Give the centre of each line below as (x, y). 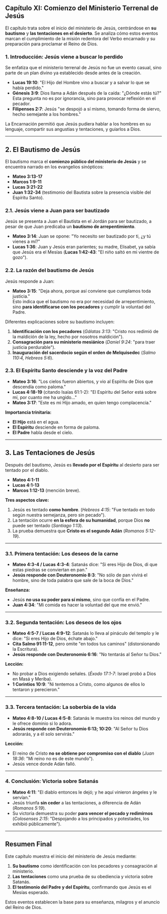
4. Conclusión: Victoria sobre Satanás (52, 781)
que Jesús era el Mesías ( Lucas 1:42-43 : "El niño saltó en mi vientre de (86, 252)
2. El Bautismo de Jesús (43, 150)
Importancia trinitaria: (28, 412)
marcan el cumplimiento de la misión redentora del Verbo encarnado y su (80, 38)
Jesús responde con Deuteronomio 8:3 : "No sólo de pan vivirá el (80, 575)
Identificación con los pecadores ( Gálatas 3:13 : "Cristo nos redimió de (85, 331)
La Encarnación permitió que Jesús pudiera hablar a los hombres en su (78, 124)
